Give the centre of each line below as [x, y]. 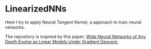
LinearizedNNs [36, 9]
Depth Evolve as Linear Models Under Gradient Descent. [62, 41]
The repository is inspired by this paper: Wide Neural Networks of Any [75, 37]
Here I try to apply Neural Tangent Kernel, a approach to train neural [73, 22]
